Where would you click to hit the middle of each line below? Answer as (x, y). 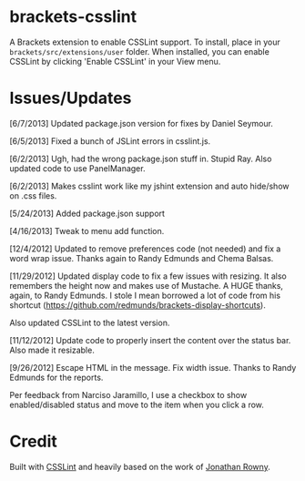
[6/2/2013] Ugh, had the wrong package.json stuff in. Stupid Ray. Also (141, 159)
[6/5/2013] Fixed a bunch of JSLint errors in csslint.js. (110, 141)
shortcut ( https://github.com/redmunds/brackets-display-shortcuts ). (137, 305)
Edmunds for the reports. (56, 377)
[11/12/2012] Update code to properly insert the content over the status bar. (150, 340)
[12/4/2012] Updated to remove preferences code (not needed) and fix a (145, 249)
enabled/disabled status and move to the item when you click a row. (137, 404)
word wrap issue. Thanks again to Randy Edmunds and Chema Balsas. (142, 258)
